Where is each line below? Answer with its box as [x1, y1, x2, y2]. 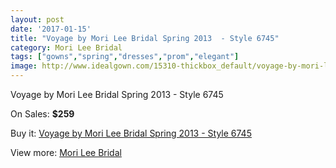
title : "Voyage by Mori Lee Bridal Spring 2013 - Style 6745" [10, 33, 280, 43]
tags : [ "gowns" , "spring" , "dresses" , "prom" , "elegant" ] [10, 52, 240, 62]
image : [10, 61, 38, 71]
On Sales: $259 [10, 108, 75, 120]
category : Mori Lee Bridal [10, 42, 123, 53]
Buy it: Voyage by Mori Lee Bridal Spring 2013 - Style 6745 [10, 127, 252, 139]
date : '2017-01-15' [10, 24, 92, 34]
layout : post [10, 14, 65, 25]
